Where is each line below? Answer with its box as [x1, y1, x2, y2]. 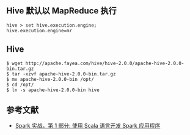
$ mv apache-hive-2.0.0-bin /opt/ [6, 76, 95, 82]
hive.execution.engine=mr [6, 27, 72, 33]
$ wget [6, 60, 23, 66]
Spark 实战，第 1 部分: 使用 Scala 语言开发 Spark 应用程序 [15, 122, 161, 130]
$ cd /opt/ [6, 81, 34, 88]
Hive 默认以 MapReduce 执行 [6, 5, 117, 16]
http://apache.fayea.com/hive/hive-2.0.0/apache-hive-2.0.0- [25, 60, 185, 66]
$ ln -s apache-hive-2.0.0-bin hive [6, 87, 100, 93]
